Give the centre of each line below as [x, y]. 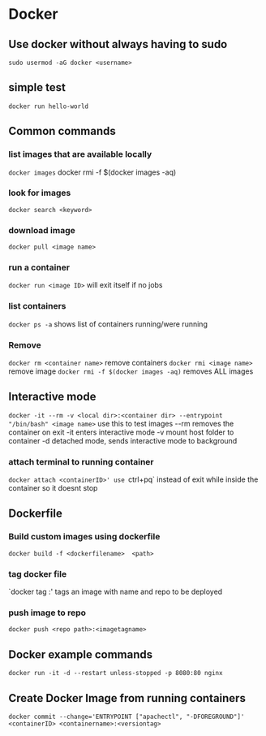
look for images [40, 193]
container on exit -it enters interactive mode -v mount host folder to [121, 432]
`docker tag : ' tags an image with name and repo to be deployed [116, 592]
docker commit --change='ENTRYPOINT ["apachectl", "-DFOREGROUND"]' [127, 717]
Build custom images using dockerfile [84, 537]
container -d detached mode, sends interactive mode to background [123, 440]
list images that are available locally [80, 154]
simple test [37, 87]
